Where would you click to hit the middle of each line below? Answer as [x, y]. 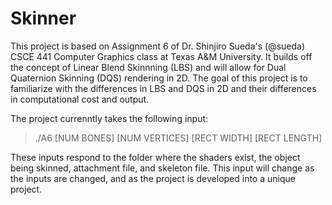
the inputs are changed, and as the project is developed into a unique [153, 178]
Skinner [43, 18]
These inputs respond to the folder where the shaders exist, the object [155, 157]
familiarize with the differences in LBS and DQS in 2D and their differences [163, 88]
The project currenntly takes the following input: [109, 118]
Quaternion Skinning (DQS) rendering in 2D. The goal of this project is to [159, 78]
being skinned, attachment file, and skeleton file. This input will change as [162, 168]
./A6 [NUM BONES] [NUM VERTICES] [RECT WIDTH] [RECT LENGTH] [178, 138]
